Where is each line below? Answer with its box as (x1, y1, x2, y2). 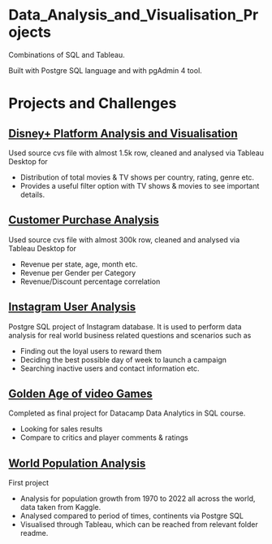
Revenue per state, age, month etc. (19, 259, 138, 269)
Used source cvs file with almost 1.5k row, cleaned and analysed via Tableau (8, 148, 265, 158)
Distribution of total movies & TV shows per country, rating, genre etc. (19, 172, 254, 182)
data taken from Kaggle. (19, 503, 101, 512)
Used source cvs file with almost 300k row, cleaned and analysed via (8, 234, 240, 245)
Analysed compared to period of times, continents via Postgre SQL (19, 511, 244, 521)
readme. (19, 529, 49, 538)
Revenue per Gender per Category (19, 268, 136, 277)
